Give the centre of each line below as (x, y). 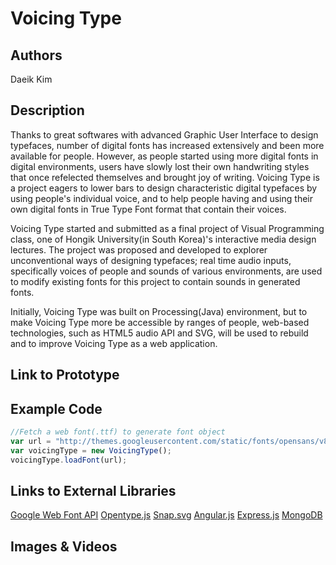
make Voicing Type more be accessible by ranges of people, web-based (160, 322)
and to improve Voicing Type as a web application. (114, 343)
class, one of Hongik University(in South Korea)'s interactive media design (163, 239)
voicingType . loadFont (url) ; (69, 460)
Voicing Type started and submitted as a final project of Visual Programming (167, 228)
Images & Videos (64, 546)
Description (47, 110)
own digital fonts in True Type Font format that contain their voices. (148, 209)
